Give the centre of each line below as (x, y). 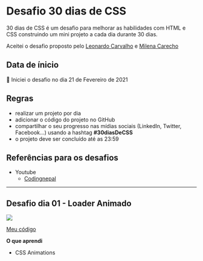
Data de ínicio (33, 65)
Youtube (25, 172)
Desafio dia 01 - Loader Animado (69, 203)
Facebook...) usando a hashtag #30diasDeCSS (74, 132)
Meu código (21, 229)
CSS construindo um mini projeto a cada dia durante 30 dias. (82, 34)
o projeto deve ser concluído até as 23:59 (67, 139)
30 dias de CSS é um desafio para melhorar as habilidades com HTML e (96, 28)
